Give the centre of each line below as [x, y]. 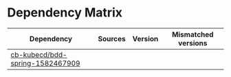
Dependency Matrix [65, 13]
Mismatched [193, 34]
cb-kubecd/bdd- [39, 54]
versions [193, 43]
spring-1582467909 [45, 63]
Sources [112, 38]
